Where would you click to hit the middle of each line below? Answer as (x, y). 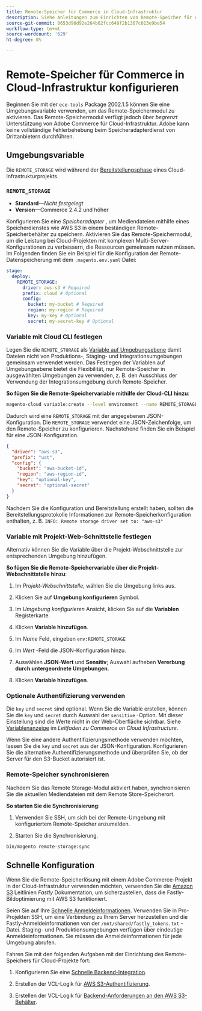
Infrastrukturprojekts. (32, 176)
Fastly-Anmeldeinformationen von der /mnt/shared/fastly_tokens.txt (93, 923)
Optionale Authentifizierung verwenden (66, 695)
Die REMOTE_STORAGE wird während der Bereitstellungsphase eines (87, 170)
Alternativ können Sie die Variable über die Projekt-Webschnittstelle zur (95, 550)
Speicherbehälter (28, 234)
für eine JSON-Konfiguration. (43, 435)
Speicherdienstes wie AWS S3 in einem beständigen (71, 228)
